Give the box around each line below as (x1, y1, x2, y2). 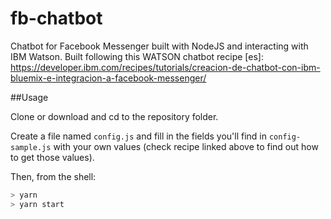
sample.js (10, 142, 52, 152)
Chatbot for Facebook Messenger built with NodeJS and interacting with (10, 40, 309, 52)
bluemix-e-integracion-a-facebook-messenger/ (10, 72, 207, 84)
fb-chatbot (10, 7, 103, 30)
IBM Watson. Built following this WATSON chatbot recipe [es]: (10, 50, 264, 62)
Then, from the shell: (10, 170, 97, 182)
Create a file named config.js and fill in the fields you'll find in (10, 130, 267, 142)
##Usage (10, 91, 49, 103)
